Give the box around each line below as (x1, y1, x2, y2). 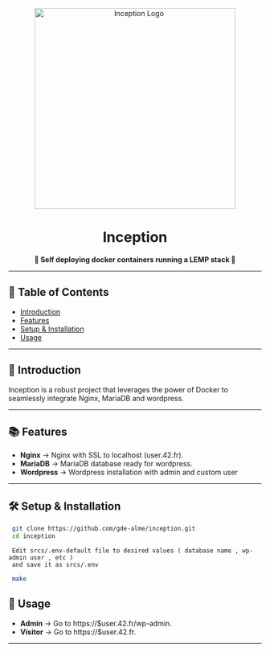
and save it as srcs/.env (11, 560, 99, 568)
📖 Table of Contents (8, 285, 109, 299)
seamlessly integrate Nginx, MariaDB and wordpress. (8, 393, 185, 403)
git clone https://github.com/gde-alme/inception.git (11, 525, 196, 533)
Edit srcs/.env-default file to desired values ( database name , (11, 547, 239, 555)
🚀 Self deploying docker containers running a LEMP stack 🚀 (34, 254, 236, 264)
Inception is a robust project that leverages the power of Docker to (8, 384, 229, 394)
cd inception (11, 532, 56, 540)
